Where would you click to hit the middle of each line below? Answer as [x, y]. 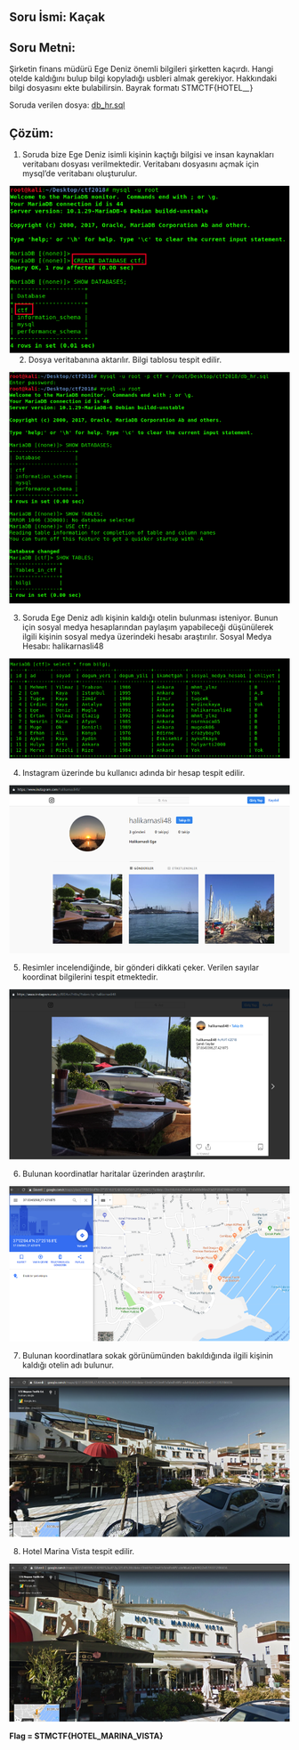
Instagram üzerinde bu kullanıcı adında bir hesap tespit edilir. [133, 773]
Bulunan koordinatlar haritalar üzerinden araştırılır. [113, 1173]
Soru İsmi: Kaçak [57, 17]
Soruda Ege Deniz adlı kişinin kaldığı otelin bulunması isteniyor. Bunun [150, 617]
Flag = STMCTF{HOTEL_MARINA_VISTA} [86, 1736]
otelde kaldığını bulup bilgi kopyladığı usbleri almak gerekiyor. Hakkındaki [143, 78]
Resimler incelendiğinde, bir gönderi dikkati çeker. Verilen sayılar [141, 968]
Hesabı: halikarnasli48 [63, 646]
